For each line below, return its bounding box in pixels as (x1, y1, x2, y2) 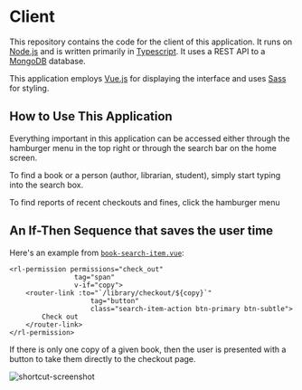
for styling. (9, 82, 50, 93)
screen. (9, 152, 38, 163)
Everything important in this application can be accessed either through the (9, 133, 291, 144)
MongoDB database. (9, 55, 86, 66)
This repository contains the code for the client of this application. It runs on (9, 36, 293, 47)
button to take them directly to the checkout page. (9, 353, 196, 364)
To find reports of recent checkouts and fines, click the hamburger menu (9, 196, 280, 207)
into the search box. (9, 179, 84, 190)
